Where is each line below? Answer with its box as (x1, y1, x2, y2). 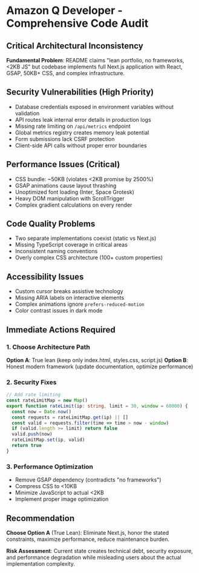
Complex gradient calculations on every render (15, 201, 132, 208)
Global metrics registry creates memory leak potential (15, 128, 149, 136)
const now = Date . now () (11, 408, 71, 415)
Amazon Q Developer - (6, 4, 123, 18)
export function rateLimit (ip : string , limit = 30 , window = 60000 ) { (6, 403, 188, 409)
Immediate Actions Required (6, 325, 116, 335)
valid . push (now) (11, 431, 53, 437)
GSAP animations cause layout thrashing (15, 182, 117, 189)
